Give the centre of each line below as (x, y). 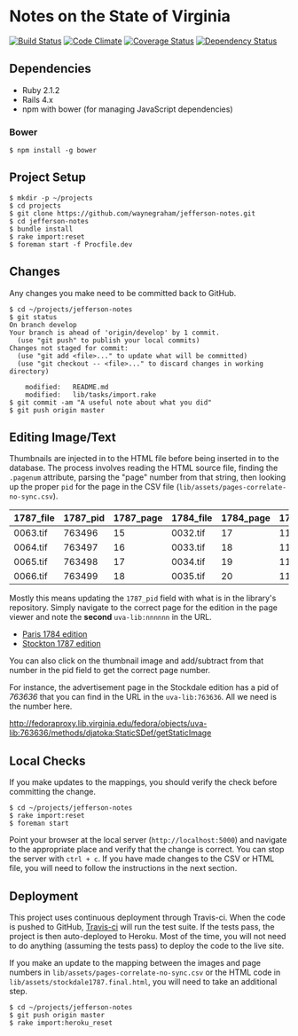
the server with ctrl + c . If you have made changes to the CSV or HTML (142, 859)
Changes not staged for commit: (69, 348)
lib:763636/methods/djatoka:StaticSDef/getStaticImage (110, 733)
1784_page (246, 518)
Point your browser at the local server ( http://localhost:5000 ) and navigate (148, 840)
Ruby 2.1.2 (41, 90)
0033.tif (188, 547)
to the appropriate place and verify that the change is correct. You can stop (147, 850)
